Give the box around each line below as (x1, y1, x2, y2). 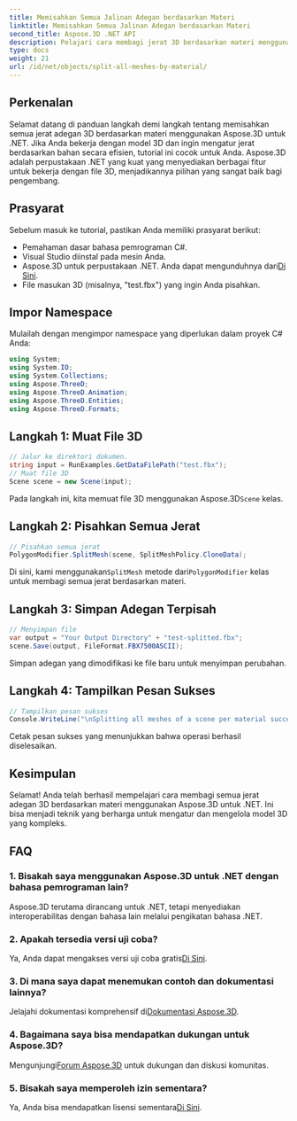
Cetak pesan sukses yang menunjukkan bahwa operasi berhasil (9, 731, 241, 742)
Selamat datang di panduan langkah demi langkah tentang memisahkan (9, 119, 270, 129)
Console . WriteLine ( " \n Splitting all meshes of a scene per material (9, 715, 267, 724)
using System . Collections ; (9, 371, 109, 381)
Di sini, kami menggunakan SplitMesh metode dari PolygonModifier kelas (9, 566, 270, 577)
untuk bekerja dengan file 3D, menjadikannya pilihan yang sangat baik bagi (9, 166, 283, 176)
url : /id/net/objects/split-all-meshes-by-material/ (9, 63, 208, 72)
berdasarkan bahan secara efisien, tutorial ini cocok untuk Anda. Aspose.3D (9, 147, 286, 158)
